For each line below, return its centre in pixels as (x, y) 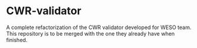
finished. (17, 40)
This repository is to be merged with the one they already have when (90, 33)
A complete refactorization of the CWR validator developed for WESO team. (99, 27)
